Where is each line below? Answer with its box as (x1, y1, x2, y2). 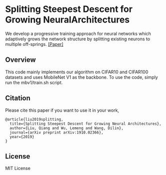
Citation (5, 94, 31, 103)
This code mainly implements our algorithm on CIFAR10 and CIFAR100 (5, 69, 149, 75)
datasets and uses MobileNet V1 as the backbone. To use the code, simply (5, 74, 158, 80)
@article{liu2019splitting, (5, 117, 64, 122)
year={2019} (9, 134, 35, 139)
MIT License (5, 166, 31, 172)
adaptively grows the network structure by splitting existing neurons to (5, 36, 151, 42)
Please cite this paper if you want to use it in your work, (5, 107, 120, 113)
